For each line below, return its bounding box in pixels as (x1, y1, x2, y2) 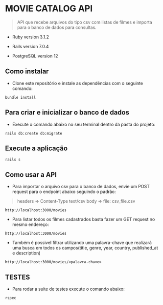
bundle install (5, 95, 36, 100)
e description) (12, 250, 41, 256)
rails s (5, 157, 21, 162)
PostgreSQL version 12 (12, 53, 58, 59)
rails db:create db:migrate (5, 131, 63, 136)
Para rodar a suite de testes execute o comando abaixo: (12, 286, 125, 292)
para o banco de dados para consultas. (17, 24, 96, 30)
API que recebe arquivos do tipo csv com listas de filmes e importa (17, 19, 153, 25)
